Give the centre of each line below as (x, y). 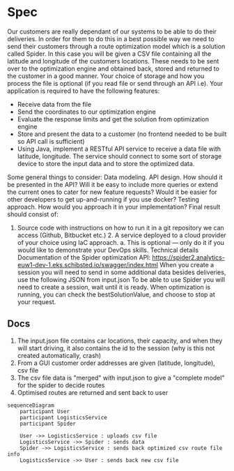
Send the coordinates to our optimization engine (86, 112)
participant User (45, 411)
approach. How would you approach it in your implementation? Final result (114, 207)
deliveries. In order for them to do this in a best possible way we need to (111, 38)
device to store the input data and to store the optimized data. (106, 163)
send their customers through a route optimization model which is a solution (116, 46)
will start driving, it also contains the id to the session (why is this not (116, 348)
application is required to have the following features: (84, 91)
